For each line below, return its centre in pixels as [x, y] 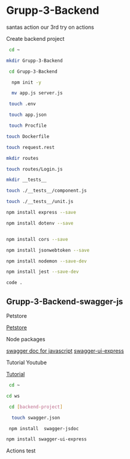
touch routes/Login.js [34, 169]
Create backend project [35, 38]
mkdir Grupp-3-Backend [34, 61]
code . [14, 283]
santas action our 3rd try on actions [50, 27]
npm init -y [27, 82]
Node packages [26, 339]
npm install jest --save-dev [43, 272]
